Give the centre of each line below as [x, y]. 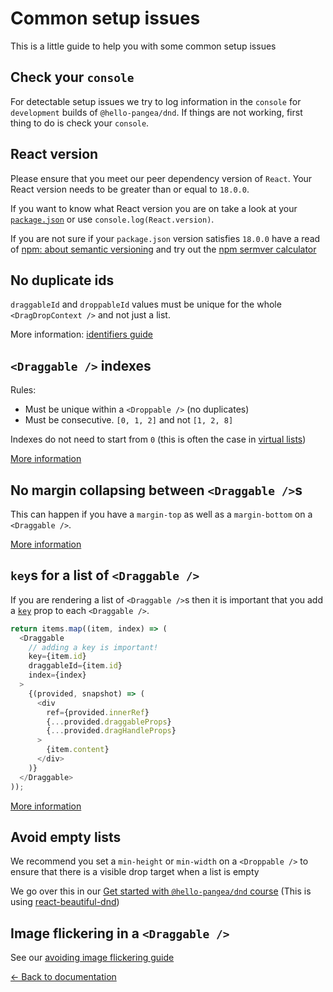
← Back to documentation [63, 977]
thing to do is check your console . [80, 123]
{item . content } [78, 750]
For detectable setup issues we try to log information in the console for [156, 101]
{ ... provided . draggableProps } [109, 722]
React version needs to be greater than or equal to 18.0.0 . [130, 189]
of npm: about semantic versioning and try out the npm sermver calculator [163, 249]
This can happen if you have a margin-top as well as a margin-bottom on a [161, 514]
